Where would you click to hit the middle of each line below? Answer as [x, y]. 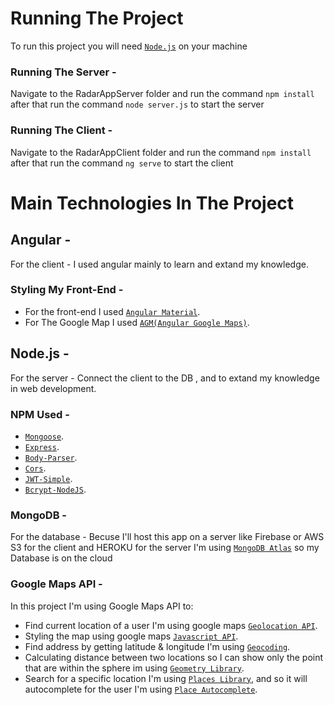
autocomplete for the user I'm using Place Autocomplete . [141, 689]
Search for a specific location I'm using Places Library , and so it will [166, 678]
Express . [42, 446]
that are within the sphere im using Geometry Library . [134, 668]
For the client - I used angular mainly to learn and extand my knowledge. [159, 264]
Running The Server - [63, 72]
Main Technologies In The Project [152, 203]
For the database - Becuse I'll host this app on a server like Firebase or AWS [167, 537]
